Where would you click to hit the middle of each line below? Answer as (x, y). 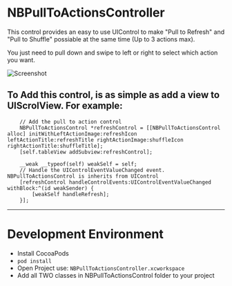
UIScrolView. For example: (65, 106)
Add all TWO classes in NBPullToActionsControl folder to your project (116, 275)
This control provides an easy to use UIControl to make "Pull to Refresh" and (116, 32)
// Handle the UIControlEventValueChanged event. (93, 170)
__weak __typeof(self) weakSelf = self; (78, 164)
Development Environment (85, 234)
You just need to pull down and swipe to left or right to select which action (113, 53)
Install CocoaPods (43, 253)
